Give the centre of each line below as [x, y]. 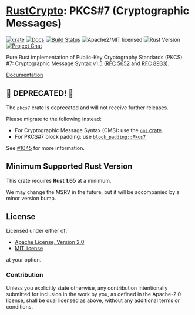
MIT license [28, 249]
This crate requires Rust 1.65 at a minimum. [59, 180]
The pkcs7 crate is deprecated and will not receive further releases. [87, 108]
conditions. [20, 306]
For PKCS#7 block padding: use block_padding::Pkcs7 [80, 136]
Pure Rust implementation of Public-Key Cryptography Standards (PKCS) [94, 57]
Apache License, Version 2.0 [49, 242]
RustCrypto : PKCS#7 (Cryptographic [98, 11]
